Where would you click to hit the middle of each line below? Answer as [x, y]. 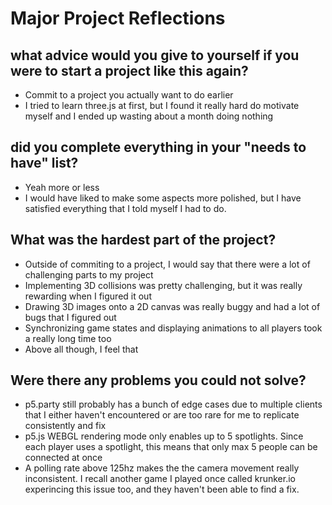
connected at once [63, 458]
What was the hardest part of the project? [143, 240]
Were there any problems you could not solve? [158, 380]
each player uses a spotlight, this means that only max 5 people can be [171, 447]
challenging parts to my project [89, 274]
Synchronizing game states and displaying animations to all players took [173, 328]
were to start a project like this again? [129, 70]
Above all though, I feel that [81, 349]
